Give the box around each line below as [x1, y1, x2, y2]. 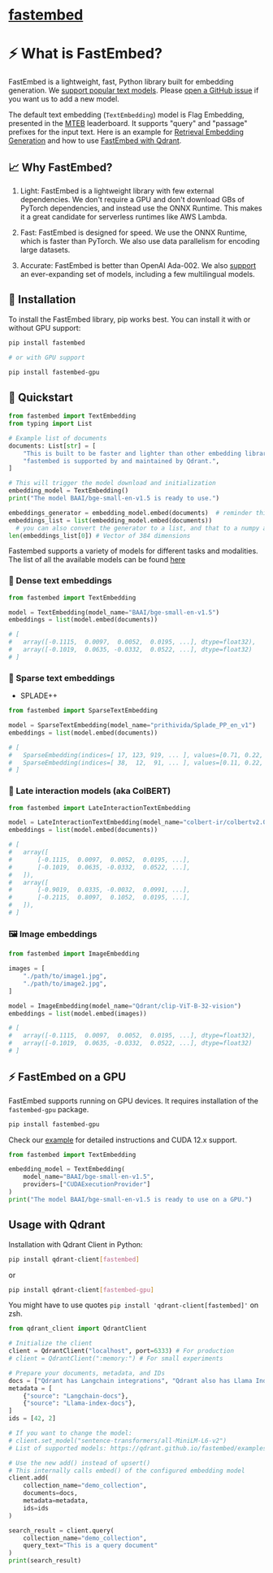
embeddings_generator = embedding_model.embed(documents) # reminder [8, 509, 253, 517]
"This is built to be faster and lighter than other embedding [23, 449, 242, 457]
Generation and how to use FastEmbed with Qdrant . [8, 136, 182, 145]
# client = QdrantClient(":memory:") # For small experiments [8, 1354, 223, 1363]
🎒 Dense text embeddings [8, 575, 112, 587]
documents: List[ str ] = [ [8, 441, 96, 450]
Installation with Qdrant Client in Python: [8, 1239, 144, 1249]
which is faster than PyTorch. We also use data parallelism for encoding [19, 236, 260, 245]
